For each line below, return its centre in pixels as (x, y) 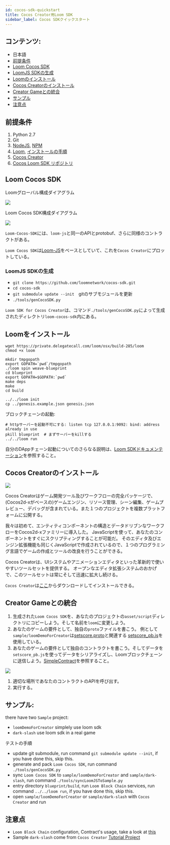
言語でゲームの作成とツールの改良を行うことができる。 (67, 551)
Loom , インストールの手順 (40, 151)
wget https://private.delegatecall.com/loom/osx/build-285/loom (75, 346)
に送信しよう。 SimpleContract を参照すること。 (62, 661)
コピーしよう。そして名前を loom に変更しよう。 (79, 622)
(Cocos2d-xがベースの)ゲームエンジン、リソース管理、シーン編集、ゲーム (82, 502)
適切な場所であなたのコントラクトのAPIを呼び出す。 (67, 681)
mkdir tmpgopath (22, 359)
